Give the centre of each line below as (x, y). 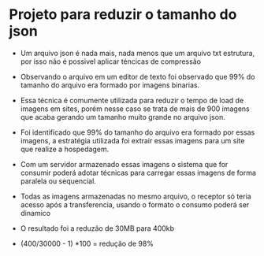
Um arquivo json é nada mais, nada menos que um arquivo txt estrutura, (138, 53)
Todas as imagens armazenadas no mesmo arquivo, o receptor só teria (136, 196)
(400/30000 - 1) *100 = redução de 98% (87, 243)
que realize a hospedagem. (65, 149)
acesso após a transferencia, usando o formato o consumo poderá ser (135, 204)
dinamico (35, 213)
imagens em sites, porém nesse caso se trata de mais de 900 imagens (135, 109)
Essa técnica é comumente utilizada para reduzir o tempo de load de (132, 100)
